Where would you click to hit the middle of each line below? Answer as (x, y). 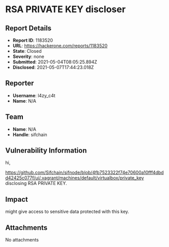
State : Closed (27, 51)
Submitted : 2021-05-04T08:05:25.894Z (55, 62)
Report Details (29, 28)
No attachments (22, 240)
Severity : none (29, 56)
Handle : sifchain (30, 134)
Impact (17, 199)
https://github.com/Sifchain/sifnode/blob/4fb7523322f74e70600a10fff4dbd (84, 173)
